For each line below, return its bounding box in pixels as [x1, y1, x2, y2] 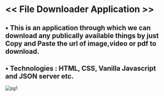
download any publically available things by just [5, 31, 159, 40]
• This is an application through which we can [5, 24, 151, 32]
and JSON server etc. [5, 72, 74, 80]
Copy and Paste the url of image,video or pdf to [5, 39, 157, 48]
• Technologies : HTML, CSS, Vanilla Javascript [5, 64, 156, 72]
